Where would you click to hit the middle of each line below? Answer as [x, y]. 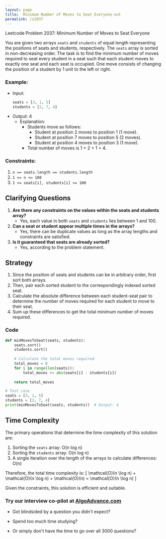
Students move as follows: [54, 127]
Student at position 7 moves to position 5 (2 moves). [88, 137]
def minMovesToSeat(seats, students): [45, 340]
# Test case [17, 391]
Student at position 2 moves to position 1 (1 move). [86, 132]
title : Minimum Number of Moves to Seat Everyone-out [63, 14]
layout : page [19, 10]
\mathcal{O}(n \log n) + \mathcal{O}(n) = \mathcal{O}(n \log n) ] [71, 478]
